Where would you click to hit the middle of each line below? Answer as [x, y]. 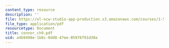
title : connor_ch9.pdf [29, 33]
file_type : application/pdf [35, 24]
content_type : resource [30, 10]
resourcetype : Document [30, 28]
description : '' [22, 14]
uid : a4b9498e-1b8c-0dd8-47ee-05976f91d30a [52, 38]
